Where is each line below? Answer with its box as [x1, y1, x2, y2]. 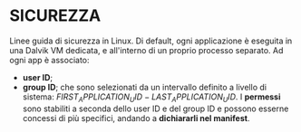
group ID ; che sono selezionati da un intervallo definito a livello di [22, 81, 267, 92]
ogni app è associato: [9, 54, 90, 65]
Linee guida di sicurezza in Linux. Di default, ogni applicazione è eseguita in [9, 35, 293, 46]
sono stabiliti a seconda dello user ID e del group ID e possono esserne [22, 103, 289, 114]
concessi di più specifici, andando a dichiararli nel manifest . [22, 112, 250, 123]
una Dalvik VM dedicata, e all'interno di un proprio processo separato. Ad [9, 44, 284, 55]
